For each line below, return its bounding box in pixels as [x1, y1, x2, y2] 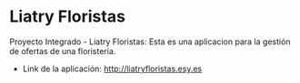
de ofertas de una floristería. [9, 45, 116, 56]
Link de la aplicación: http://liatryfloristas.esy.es [22, 63, 203, 74]
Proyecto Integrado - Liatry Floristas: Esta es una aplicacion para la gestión [9, 36, 291, 47]
